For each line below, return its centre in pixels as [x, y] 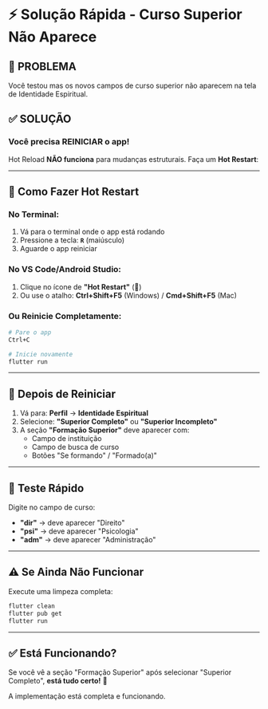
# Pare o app [30, 332]
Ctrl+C [19, 340]
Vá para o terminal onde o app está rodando [92, 232]
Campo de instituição [67, 439]
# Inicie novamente [41, 354]
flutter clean [32, 606]
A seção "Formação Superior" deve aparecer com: [104, 430]
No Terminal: [34, 214]
